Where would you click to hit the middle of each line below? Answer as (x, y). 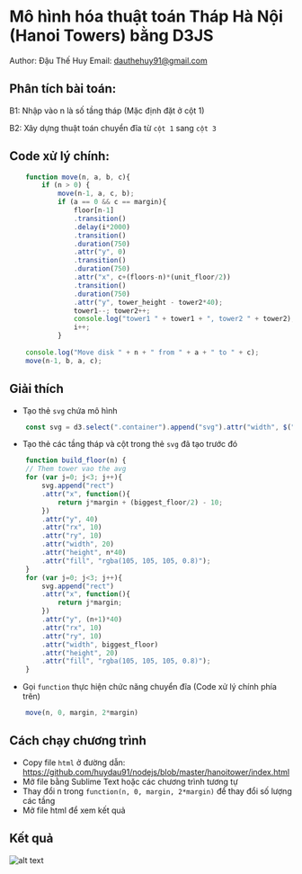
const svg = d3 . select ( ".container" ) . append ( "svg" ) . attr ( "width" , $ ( (159, 427)
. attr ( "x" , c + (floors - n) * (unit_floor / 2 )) (152, 277)
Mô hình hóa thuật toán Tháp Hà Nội (146, 17)
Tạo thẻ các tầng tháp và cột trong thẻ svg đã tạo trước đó (130, 444)
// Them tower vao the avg (76, 469)
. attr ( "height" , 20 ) (80, 653)
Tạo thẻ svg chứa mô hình (70, 410)
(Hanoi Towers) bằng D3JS (111, 36)
